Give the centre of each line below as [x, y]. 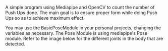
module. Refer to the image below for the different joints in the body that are [84, 38]
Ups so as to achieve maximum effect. [45, 18]
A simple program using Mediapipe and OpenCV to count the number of [80, 7]
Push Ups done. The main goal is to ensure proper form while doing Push [81, 13]
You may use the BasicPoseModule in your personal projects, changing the [83, 28]
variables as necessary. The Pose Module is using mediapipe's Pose [76, 33]
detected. [15, 44]
